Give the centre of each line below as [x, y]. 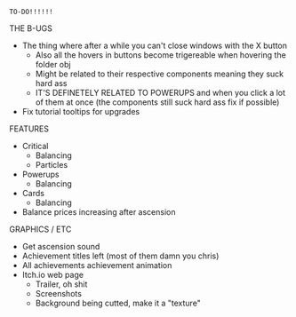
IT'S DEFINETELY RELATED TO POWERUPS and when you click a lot [160, 93]
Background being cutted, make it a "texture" [118, 303]
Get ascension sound [61, 246]
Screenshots [59, 293]
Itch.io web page [53, 275]
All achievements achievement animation [97, 265]
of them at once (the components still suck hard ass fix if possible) [157, 102]
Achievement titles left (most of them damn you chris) [120, 256]
